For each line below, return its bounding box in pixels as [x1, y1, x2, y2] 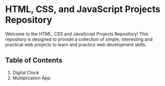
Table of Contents [5, 56, 63, 65]
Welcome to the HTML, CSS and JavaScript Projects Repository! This [5, 31, 148, 37]
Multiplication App [12, 74, 51, 81]
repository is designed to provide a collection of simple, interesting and [5, 36, 152, 42]
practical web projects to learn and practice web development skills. [5, 41, 147, 47]
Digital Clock [12, 69, 39, 75]
